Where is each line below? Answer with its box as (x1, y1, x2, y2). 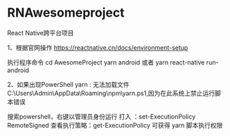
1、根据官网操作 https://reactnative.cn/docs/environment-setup (7, 43, 188, 51)
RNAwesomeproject (7, 5, 125, 21)
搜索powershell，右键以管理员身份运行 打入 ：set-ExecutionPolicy (7, 112, 196, 121)
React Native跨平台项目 (7, 28, 74, 37)
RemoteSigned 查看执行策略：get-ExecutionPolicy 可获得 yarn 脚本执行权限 (7, 121, 223, 129)
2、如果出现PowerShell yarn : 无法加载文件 (7, 80, 130, 88)
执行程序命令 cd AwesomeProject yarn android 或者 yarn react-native (7, 58, 205, 67)
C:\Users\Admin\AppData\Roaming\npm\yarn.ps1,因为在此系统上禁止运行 (7, 89, 215, 97)
